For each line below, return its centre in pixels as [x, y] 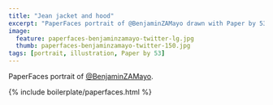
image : [19, 31]
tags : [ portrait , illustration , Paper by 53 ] [87, 53]
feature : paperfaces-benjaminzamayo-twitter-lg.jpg [105, 38]
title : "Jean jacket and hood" [61, 16]
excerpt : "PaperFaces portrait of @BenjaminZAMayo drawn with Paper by [132, 23]
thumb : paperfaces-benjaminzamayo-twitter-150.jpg [103, 46]
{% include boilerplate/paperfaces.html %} [80, 92]
